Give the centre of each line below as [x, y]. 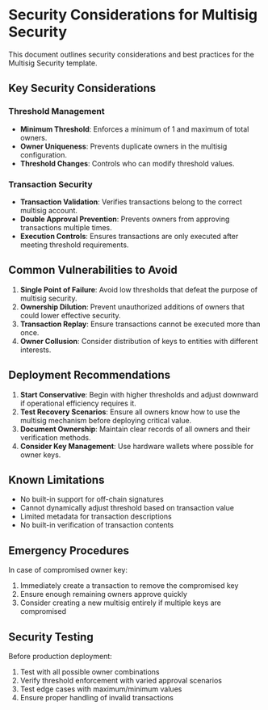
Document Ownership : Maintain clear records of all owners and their [135, 429]
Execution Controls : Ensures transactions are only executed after [129, 236]
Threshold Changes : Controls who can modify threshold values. [127, 163]
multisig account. [49, 210]
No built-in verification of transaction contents [97, 525]
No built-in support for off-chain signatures [92, 499]
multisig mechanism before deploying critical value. [106, 420]
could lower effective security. [70, 315]
